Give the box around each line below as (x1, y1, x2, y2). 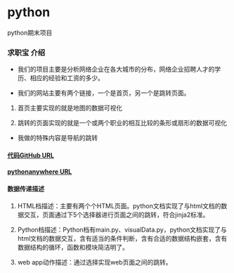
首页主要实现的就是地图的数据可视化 (17, 103, 123, 113)
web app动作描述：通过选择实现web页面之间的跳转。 (17, 258, 172, 266)
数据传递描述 (7, 184, 44, 193)
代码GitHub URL (7, 151, 55, 159)
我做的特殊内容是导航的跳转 (17, 134, 98, 142)
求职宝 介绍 (7, 47, 46, 57)
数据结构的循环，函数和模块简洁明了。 (17, 243, 129, 251)
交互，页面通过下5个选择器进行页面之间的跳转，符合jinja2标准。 (23, 210, 209, 219)
